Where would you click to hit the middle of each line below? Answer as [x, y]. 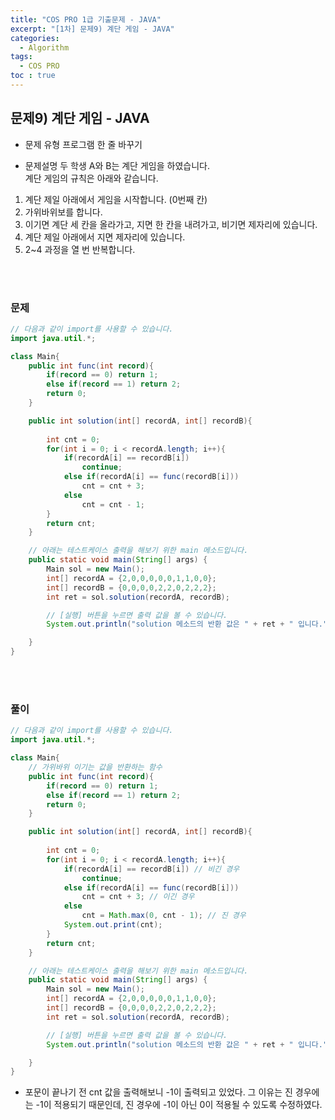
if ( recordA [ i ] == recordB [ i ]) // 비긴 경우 [151, 869]
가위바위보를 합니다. [63, 212]
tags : [21, 57]
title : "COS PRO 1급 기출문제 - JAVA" [86, 19]
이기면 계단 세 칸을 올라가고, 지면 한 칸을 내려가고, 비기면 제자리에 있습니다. [171, 224]
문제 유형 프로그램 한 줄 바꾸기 [83, 144]
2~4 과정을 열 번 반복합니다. [80, 249]
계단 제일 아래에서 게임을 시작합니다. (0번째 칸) [116, 199]
